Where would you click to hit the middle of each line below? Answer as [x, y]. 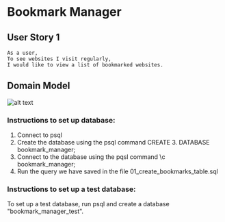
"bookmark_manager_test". [45, 211]
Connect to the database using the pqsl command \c [91, 157]
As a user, [23, 53]
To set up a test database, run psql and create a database [88, 204]
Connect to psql [40, 135]
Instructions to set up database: [61, 120]
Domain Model [39, 86]
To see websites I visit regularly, [59, 59]
